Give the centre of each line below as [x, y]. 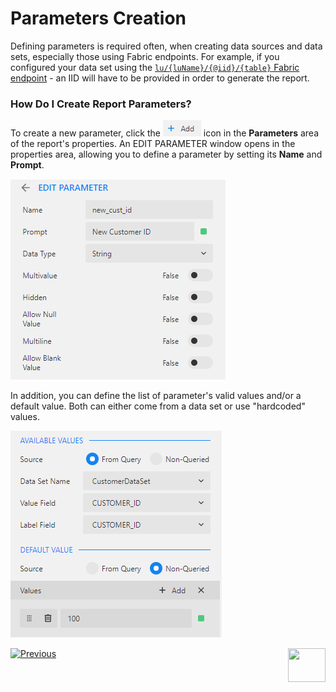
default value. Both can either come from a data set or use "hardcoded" [158, 406]
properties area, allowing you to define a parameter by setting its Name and [166, 154]
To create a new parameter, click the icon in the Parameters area [165, 133]
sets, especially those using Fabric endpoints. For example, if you [145, 56]
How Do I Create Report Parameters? [101, 104]
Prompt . [27, 165]
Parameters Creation [98, 18]
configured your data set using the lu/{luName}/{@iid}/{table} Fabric [155, 67]
